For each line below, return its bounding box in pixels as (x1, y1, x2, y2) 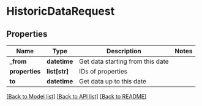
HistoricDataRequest (6, 4, 115, 18)
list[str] (47, 67, 69, 75)
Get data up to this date (79, 77, 147, 85)
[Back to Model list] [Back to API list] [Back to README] (6, 93, 147, 100)
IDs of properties (79, 67, 127, 75)
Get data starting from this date (79, 57, 170, 66)
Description (106, 47, 142, 55)
